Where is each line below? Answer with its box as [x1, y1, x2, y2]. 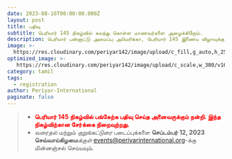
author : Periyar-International [7, 87, 97, 94]
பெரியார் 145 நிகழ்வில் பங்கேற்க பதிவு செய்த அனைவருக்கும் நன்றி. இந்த [34, 113, 221, 121]
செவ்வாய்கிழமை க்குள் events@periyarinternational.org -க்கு [34, 136, 197, 144]
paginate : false [7, 94, 54, 101]
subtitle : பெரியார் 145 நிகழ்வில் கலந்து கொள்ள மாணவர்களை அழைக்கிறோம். [7, 29, 204, 37]
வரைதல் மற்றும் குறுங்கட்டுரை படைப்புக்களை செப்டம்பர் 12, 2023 [34, 129, 205, 136]
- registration [13, 81, 57, 88]
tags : [7, 74, 23, 82]
